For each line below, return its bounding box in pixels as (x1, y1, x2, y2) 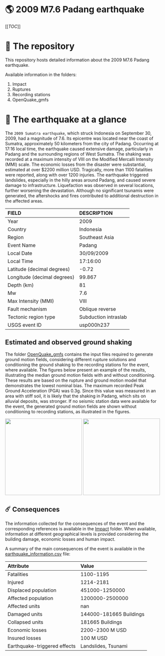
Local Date (7, 250, 33, 257)
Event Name (7, 241, 36, 248)
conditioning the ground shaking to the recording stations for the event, (5, 362, 150, 367)
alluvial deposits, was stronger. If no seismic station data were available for (5, 398, 157, 404)
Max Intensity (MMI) (7, 297, 54, 304)
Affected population (7, 595, 54, 602)
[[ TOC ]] (5, 23, 21, 29)
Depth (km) (7, 282, 34, 289)
